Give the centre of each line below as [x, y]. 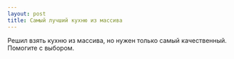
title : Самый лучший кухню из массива [65, 20]
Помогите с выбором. [41, 48]
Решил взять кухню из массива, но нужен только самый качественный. [117, 40]
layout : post [27, 14]
